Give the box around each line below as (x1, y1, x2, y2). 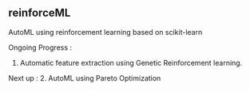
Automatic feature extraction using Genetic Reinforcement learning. (19, 58, 243, 67)
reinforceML (8, 6, 71, 20)
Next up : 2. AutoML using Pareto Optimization (8, 73, 161, 82)
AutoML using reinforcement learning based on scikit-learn (8, 27, 203, 36)
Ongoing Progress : (8, 43, 73, 52)
